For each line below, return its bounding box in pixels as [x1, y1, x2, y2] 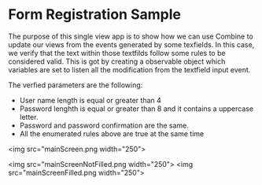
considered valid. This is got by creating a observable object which [8, 57, 226, 66]
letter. [19, 112, 39, 121]
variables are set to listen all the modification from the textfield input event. [8, 65, 251, 74]
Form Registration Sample [8, 6, 181, 24]
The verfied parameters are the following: [8, 80, 143, 90]
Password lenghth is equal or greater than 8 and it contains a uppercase [19, 104, 254, 113]
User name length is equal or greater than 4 [19, 95, 161, 105]
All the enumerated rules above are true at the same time [19, 128, 205, 139]
